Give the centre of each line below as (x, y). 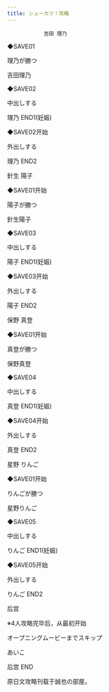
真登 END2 (22, 449)
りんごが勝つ (25, 493)
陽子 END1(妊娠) (30, 262)
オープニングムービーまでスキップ (54, 637)
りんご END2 (25, 594)
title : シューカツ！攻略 (38, 13)
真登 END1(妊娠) (30, 406)
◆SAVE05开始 (28, 565)
